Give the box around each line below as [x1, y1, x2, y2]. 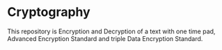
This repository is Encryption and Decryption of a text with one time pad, [7, 27, 216, 35]
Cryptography [7, 4, 90, 20]
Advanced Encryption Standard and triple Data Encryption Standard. [7, 34, 203, 42]
